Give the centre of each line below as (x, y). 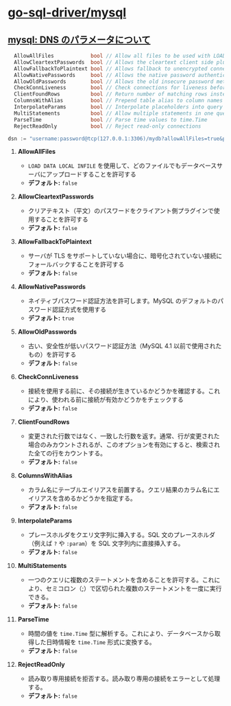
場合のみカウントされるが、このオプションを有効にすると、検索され (124, 445)
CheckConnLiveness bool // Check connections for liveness (111, 88)
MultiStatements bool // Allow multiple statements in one (114, 113)
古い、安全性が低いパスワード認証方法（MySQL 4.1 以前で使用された (125, 346)
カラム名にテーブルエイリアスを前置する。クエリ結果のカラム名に (121, 490)
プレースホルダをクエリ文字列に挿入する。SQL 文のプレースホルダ (121, 535)
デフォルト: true (51, 318)
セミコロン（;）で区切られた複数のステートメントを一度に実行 (134, 589)
